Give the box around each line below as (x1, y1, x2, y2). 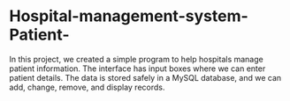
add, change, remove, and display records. (9, 82, 165, 92)
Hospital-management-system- (9, 6, 249, 26)
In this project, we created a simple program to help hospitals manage (9, 54, 263, 64)
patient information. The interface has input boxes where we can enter (9, 63, 266, 74)
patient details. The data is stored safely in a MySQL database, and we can (9, 72, 282, 83)
